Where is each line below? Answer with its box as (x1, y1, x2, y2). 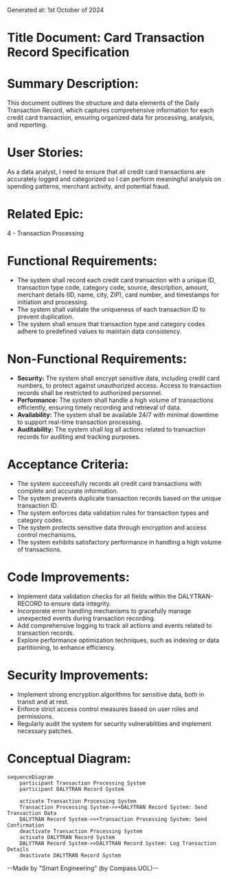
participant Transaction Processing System (19, 779, 146, 787)
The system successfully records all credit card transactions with (16, 479, 202, 487)
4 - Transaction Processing (7, 229, 84, 237)
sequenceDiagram (7, 774, 54, 781)
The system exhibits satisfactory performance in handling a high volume (16, 538, 222, 546)
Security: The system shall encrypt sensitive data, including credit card (16, 374, 220, 382)
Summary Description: (7, 76, 139, 92)
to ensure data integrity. (43, 599, 111, 608)
